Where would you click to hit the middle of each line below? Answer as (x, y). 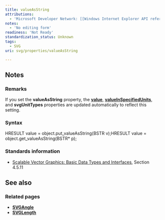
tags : (11, 42)
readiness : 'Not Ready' (29, 32)
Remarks (16, 89)
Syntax (14, 123)
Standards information (33, 151)
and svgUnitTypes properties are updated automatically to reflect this (76, 105)
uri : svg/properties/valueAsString (41, 51)
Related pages (23, 197)
